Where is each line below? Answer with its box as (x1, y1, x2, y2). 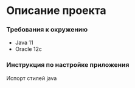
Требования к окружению (6, 25, 88, 34)
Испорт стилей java (6, 74, 57, 82)
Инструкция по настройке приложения (6, 61, 130, 69)
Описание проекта (6, 4, 106, 18)
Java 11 (15, 39, 33, 46)
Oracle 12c (15, 46, 43, 53)
